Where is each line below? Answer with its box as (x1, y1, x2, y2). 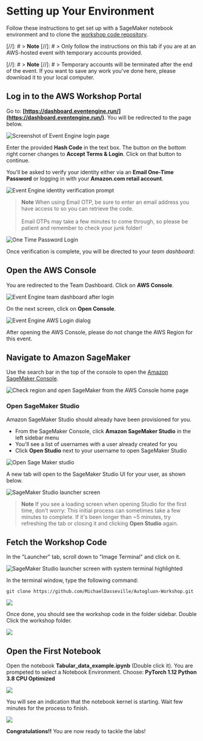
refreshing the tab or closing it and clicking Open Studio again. (21, 519, 179, 527)
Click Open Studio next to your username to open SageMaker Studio (15, 447, 187, 454)
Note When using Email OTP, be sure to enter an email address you (21, 198, 190, 206)
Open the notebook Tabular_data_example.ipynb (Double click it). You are (6, 662, 193, 669)
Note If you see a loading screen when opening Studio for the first (21, 500, 187, 507)
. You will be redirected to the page (104, 113, 191, 121)
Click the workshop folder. (6, 617, 72, 624)
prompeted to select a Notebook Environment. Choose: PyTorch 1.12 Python (6, 669, 197, 676)
